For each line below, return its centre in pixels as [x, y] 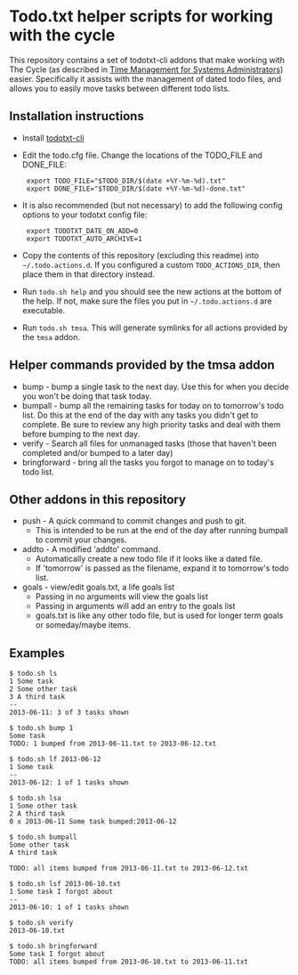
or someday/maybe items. [83, 625]
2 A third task [37, 814]
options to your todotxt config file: [85, 215]
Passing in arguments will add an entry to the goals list [135, 606]
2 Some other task [43, 689]
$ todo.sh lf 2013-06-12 [55, 760]
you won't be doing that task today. [87, 396]
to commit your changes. [81, 540]
